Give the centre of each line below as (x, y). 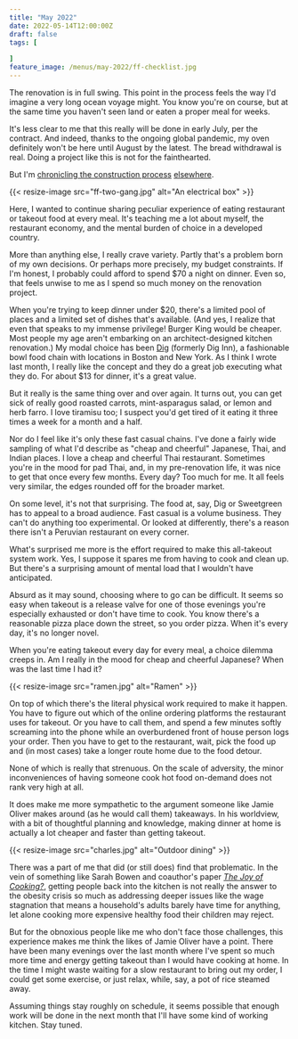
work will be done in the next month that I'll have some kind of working (139, 1015)
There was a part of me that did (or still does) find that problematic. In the (144, 867)
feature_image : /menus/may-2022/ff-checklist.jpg (103, 68)
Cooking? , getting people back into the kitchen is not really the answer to (143, 886)
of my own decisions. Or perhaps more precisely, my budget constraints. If (146, 264)
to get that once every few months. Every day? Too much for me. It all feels (147, 477)
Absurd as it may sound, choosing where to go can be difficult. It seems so (146, 594)
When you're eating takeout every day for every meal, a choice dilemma (141, 650)
